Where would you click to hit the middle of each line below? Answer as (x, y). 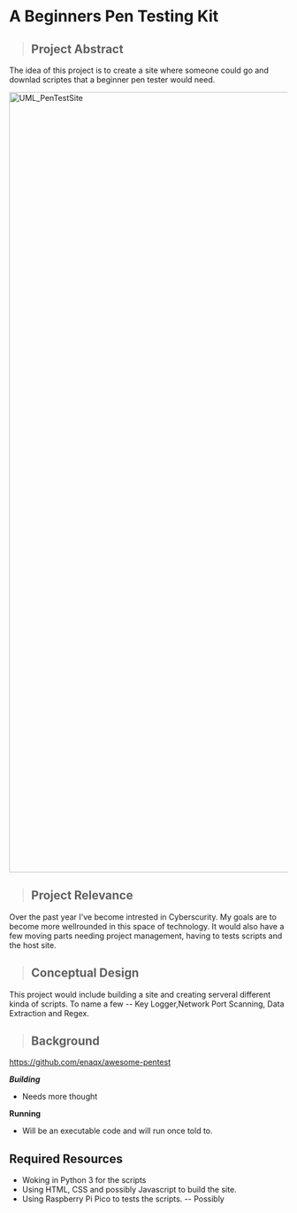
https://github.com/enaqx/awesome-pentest (90, 1062)
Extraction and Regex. (49, 1013)
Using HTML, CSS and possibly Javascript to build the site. (129, 1190)
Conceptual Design (85, 973)
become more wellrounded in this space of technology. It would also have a (147, 926)
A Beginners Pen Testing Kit (114, 16)
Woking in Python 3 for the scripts (84, 1180)
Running (25, 1114)
